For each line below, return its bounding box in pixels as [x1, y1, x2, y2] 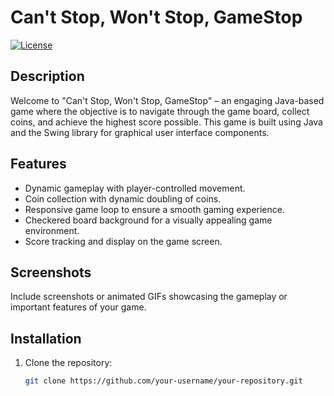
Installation [10, 330, 82, 347]
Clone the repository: [24, 357, 113, 369]
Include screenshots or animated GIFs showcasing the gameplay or [10, 291, 288, 303]
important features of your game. [10, 301, 147, 313]
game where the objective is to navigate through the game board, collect [10, 105, 310, 117]
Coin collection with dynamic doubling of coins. [24, 192, 222, 205]
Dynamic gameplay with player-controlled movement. [24, 182, 246, 194]
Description [10, 68, 85, 85]
